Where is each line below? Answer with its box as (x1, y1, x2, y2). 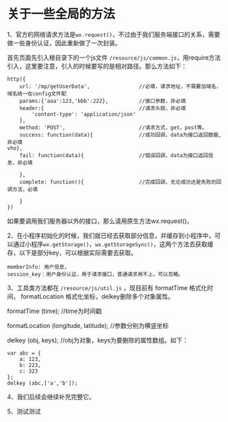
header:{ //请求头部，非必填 (19, 104, 186, 112)
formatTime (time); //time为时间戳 (7, 307, 102, 315)
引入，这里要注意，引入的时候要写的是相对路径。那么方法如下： (7, 62, 187, 70)
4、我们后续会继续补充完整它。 (7, 392, 96, 401)
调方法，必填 (7, 186, 38, 193)
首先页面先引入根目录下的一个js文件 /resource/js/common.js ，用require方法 (7, 53, 221, 62)
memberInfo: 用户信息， (7, 263, 70, 270)
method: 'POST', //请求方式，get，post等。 (19, 124, 207, 131)
